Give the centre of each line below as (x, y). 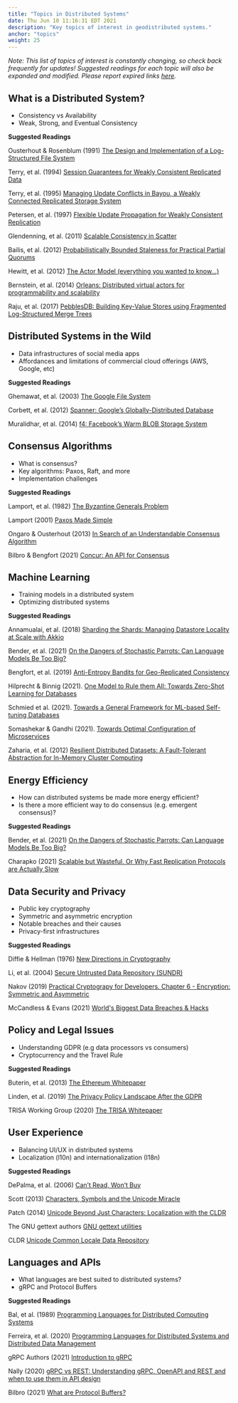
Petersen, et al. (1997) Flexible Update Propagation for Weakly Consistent (115, 214)
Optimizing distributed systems (64, 602)
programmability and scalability (54, 292)
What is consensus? (48, 463)
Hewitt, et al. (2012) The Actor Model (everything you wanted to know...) (114, 271)
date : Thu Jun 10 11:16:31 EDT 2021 (62, 21)
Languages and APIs (55, 1262)
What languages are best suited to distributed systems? (100, 1280)
